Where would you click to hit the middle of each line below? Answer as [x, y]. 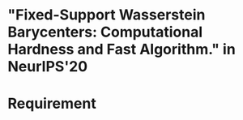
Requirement [52, 104]
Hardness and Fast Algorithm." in [122, 49]
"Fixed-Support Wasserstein [107, 15]
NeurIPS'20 [48, 67]
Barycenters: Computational [105, 32]
